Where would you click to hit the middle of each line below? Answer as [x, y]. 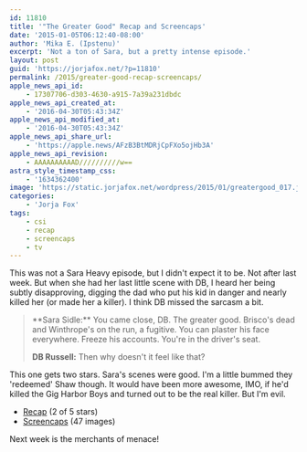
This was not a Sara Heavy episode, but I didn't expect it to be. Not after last [153, 273]
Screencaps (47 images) [69, 422]
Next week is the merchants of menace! [85, 439]
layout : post [34, 60]
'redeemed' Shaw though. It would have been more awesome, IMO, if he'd [149, 384]
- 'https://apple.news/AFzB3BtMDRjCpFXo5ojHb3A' [120, 145]
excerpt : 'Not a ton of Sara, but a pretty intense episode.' [130, 52]
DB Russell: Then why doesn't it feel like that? [118, 357]
